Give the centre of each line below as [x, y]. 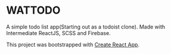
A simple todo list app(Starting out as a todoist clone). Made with [86, 27]
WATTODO [33, 10]
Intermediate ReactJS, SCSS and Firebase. [59, 33]
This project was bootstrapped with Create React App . [73, 45]
